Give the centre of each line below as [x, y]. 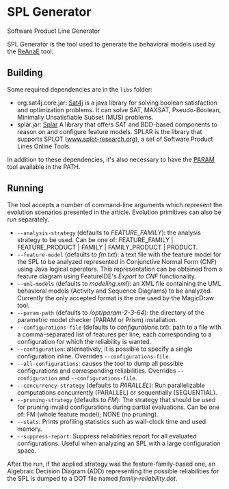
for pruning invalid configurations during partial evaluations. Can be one [118, 407]
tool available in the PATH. [44, 167]
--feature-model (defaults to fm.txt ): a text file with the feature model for [119, 254]
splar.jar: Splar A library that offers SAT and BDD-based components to [117, 124]
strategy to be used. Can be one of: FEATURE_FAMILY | [95, 239]
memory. [29, 429]
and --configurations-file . [98, 378]
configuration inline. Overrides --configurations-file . [94, 356]
